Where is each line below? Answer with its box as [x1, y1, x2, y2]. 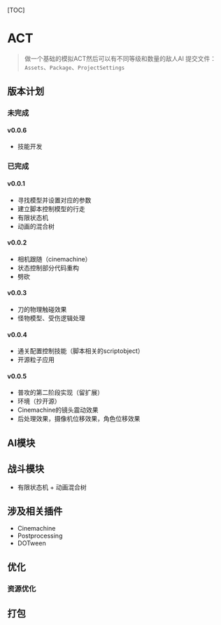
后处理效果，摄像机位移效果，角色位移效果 [17, 415, 141, 423]
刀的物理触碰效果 [17, 305, 67, 313]
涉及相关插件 [7, 505, 63, 517]
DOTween [17, 539, 47, 547]
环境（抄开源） [17, 397, 61, 405]
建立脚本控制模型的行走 [17, 204, 85, 213]
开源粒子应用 [17, 356, 55, 364]
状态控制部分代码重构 [17, 264, 79, 272]
